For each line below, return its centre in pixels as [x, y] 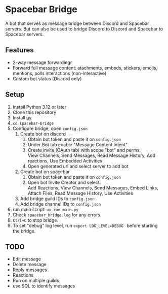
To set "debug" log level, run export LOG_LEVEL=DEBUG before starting [85, 225]
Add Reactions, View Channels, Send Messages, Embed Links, [93, 188]
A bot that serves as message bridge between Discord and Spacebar [77, 23]
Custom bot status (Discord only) [47, 78]
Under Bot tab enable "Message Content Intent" [78, 144]
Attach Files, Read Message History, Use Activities [80, 193]
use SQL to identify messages [44, 286]
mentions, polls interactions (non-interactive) [59, 73]
